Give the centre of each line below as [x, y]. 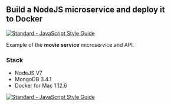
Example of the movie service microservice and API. [70, 44]
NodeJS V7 [28, 73]
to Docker [24, 19]
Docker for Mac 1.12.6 [41, 86]
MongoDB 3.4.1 [33, 79]
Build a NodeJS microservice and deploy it [85, 10]
